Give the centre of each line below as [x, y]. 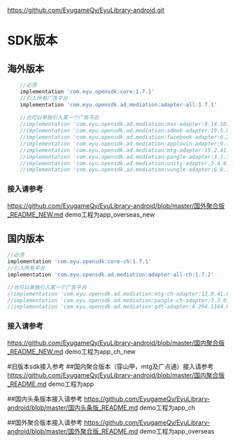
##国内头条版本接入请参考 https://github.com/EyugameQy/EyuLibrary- [109, 399]
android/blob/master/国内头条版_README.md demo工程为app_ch [101, 407]
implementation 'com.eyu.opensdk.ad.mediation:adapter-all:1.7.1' [119, 104]
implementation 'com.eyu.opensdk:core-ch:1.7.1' [79, 262]
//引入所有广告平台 [44, 98]
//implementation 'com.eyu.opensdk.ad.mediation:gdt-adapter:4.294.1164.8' [120, 307]
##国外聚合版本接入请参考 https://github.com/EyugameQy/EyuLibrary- [109, 422]
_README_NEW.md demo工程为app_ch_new [72, 351]
